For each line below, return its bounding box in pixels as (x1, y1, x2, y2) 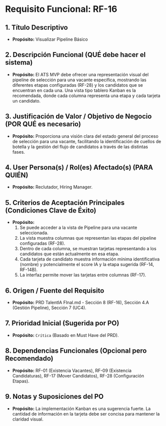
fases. (12, 149, 25, 155)
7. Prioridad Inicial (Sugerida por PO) (5, 319, 119, 327)
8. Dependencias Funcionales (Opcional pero (5, 347, 147, 355)
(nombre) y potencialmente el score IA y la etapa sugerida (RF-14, (19, 262, 155, 267)
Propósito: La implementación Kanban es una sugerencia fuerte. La (12, 405, 151, 412)
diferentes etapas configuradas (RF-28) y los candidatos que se (12, 82, 143, 88)
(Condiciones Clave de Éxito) (5, 206, 97, 214)
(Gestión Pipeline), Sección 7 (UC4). (12, 305, 87, 311)
